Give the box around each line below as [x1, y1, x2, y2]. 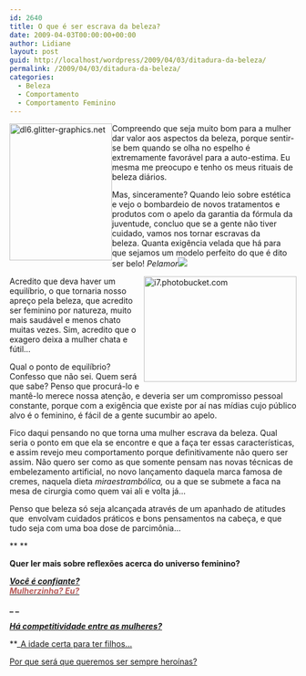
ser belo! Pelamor [112, 258, 179, 269]
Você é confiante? [9, 576, 80, 587]
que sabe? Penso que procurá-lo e [9, 380, 139, 392]
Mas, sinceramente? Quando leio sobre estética [112, 189, 291, 201]
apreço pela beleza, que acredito [9, 296, 134, 307]
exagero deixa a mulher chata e [9, 334, 128, 345]
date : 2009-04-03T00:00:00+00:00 [9, 30, 137, 39]
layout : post [9, 47, 59, 57]
